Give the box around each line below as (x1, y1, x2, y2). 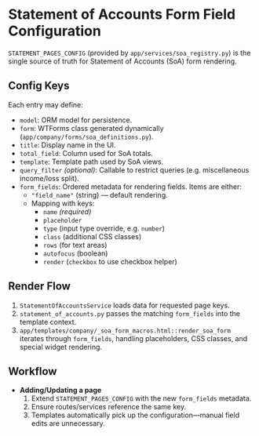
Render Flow (8, 280, 71, 293)
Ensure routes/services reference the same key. (31, 402, 187, 412)
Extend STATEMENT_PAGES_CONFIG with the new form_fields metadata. (31, 394, 252, 403)
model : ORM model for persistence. (19, 115, 133, 125)
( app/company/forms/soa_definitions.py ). (19, 132, 154, 141)
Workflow (8, 365, 57, 378)
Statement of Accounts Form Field (8, 5, 236, 24)
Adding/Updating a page (19, 386, 102, 395)
